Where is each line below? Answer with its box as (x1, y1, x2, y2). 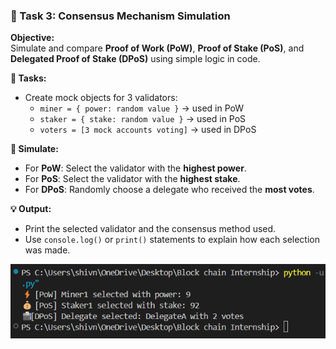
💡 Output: (10, 203, 52, 215)
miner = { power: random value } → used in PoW (39, 102, 245, 114)
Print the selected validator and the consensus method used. (24, 223, 277, 235)
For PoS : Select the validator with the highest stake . (24, 173, 241, 185)
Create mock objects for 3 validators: (24, 92, 178, 104)
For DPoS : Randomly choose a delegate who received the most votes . (24, 184, 315, 196)
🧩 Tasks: (10, 72, 47, 84)
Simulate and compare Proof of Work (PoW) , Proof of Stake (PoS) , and (10, 42, 305, 54)
